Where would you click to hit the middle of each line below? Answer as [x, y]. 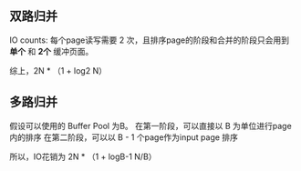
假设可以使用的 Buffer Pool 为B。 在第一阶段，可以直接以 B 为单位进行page [150, 126]
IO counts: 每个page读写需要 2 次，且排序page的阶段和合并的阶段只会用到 [150, 40]
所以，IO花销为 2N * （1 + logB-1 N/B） [83, 156]
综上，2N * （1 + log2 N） [58, 70]
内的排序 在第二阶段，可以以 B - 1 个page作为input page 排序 [124, 137]
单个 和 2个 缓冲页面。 [52, 51]
